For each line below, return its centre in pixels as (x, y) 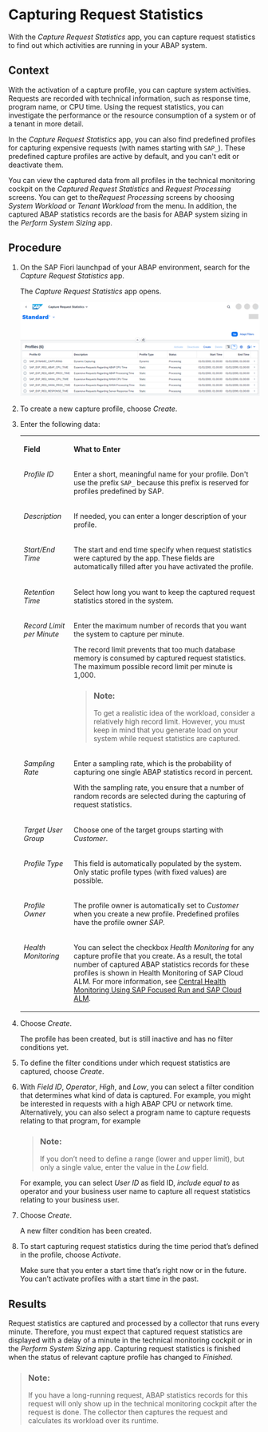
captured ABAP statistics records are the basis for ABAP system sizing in (128, 214)
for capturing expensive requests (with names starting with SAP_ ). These (127, 148)
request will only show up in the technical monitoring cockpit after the (142, 1404)
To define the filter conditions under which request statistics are (125, 1063)
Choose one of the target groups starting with (148, 830)
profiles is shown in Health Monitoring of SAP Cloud (158, 973)
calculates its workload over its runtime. (93, 1421)
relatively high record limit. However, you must (169, 722)
